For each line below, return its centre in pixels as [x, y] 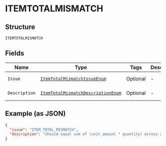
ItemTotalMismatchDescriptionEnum [81, 93]
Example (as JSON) [35, 114]
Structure [20, 27]
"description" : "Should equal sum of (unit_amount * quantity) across [84, 134]
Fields [15, 53]
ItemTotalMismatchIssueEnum [73, 79]
